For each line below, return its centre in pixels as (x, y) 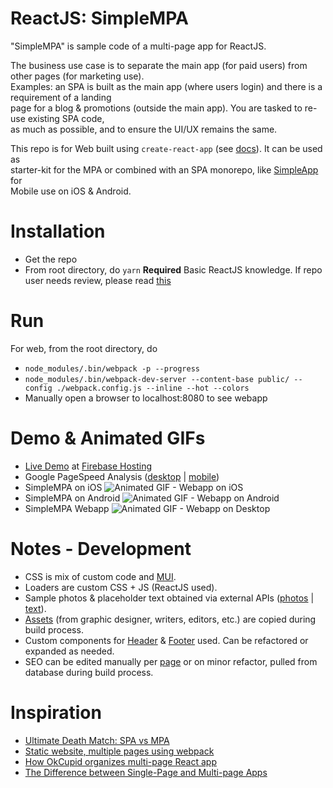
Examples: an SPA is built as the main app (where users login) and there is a (166, 86)
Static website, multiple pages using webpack (119, 751)
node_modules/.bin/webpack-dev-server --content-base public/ (157, 379)
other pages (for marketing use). (77, 76)
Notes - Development (101, 548)
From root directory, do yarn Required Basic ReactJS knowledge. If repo (173, 269)
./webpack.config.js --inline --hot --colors (153, 388)
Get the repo (51, 259)
